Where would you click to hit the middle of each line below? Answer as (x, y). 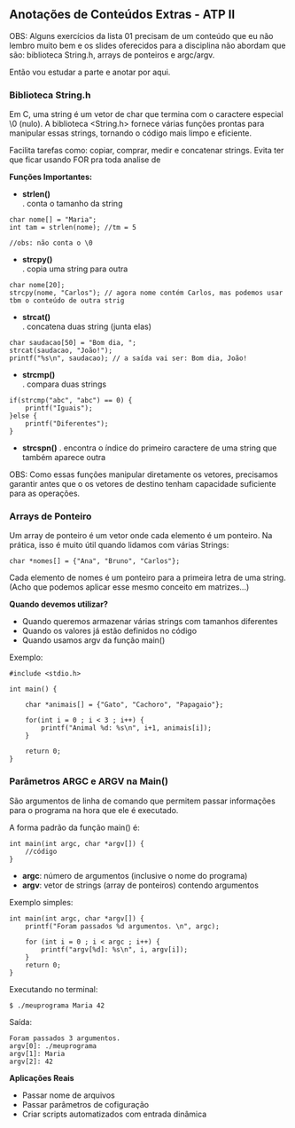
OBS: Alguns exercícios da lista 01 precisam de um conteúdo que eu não (141, 35)
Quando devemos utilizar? (58, 604)
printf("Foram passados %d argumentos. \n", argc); (122, 926)
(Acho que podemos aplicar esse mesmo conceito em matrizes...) (129, 587)
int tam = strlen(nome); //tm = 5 (73, 228)
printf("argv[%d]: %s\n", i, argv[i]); (115, 949)
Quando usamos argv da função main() (93, 640)
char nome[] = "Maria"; (53, 220)
